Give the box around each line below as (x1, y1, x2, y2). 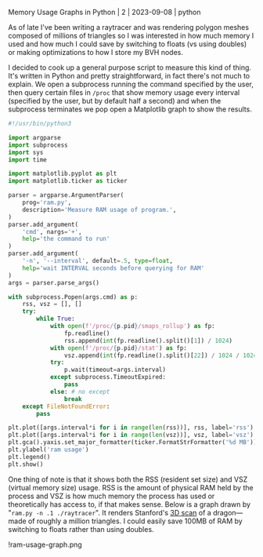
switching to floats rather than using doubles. (8, 524, 154, 533)
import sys (8, 148, 44, 156)
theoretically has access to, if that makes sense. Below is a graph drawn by (8, 499, 251, 509)
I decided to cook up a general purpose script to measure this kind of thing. (8, 63, 252, 72)
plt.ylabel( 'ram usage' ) (8, 446, 89, 453)
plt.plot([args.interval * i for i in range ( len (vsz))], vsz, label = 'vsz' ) (8, 431, 254, 439)
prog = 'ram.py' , (22, 198, 72, 206)
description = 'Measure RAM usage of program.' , (22, 206, 177, 213)
